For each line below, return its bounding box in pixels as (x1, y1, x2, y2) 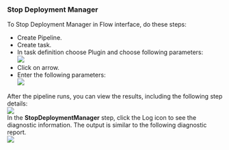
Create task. (16, 41, 52, 49)
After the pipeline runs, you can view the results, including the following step (7, 92, 223, 101)
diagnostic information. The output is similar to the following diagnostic (7, 121, 207, 129)
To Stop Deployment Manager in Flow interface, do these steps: (7, 21, 187, 29)
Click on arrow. (16, 64, 60, 72)
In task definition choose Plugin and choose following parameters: (16, 48, 204, 56)
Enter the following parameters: (16, 71, 106, 79)
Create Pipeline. (16, 34, 63, 42)
